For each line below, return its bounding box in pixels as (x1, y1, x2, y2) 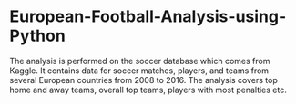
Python (9, 25, 66, 46)
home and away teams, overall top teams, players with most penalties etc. (9, 84, 287, 95)
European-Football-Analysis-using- (9, 6, 287, 27)
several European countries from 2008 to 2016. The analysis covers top (9, 74, 278, 85)
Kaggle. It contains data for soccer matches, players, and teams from (9, 65, 270, 76)
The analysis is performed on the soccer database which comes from (9, 55, 270, 66)
